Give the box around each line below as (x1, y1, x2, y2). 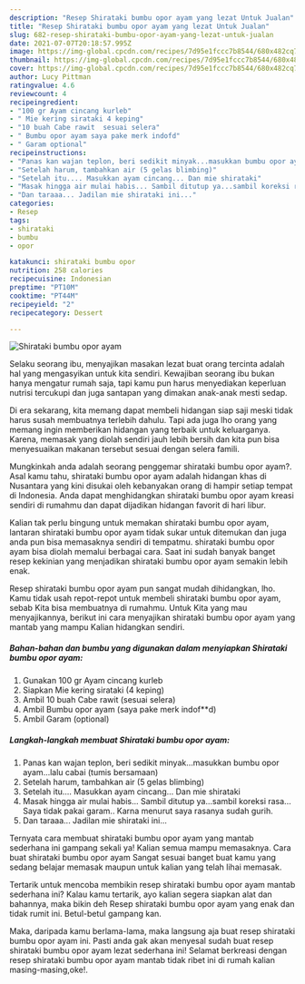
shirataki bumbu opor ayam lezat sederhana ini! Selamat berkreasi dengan (9, 945, 288, 956)
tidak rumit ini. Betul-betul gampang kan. (9, 909, 162, 920)
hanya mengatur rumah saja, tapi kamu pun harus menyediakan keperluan (9, 378, 287, 389)
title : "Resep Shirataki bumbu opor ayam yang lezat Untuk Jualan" (9, 22, 271, 31)
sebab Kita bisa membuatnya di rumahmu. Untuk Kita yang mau (9, 603, 248, 614)
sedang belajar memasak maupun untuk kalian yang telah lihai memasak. (9, 861, 282, 872)
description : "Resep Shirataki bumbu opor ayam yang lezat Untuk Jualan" (9, 13, 295, 23)
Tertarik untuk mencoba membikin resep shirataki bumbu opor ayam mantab (9, 880, 296, 891)
